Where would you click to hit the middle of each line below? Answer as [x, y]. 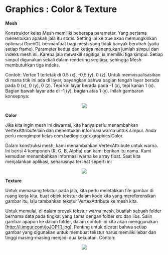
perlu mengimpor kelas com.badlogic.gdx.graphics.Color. [64, 136]
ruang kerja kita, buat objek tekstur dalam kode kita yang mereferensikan [81, 196]
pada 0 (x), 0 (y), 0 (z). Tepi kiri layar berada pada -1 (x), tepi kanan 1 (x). [80, 85]
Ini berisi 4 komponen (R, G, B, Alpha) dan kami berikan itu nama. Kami [78, 151]
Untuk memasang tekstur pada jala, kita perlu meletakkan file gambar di [79, 190]
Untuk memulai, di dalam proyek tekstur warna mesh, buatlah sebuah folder [83, 211]
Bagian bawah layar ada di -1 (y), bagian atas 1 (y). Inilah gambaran [74, 91]
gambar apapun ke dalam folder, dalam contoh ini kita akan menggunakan [81, 221]
